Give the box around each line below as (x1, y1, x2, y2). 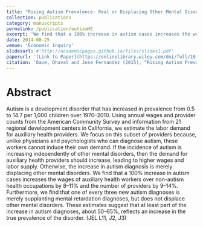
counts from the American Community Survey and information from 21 (6, 118, 181, 126)
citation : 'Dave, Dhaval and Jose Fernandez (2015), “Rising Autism (6, 59, 182, 65)
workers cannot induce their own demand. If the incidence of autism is (6, 144, 182, 151)
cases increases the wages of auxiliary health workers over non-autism (6, 176, 184, 183)
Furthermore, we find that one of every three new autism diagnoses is (6, 188, 180, 196)
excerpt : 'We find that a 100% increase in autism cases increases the (6, 31, 190, 37)
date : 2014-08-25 (6, 37, 50, 43)
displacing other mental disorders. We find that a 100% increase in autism (6, 170, 190, 177)
